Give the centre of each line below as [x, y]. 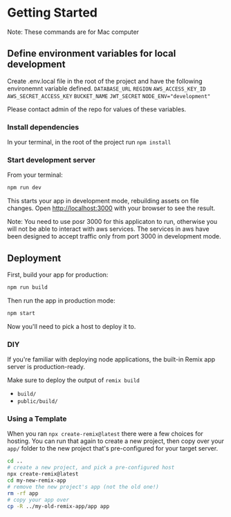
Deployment [34, 258]
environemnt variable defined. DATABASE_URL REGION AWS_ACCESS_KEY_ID [107, 88]
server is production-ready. [46, 367]
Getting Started [53, 13]
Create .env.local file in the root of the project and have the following [105, 81]
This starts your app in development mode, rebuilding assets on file [103, 201]
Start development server [51, 160]
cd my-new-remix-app [37, 480]
